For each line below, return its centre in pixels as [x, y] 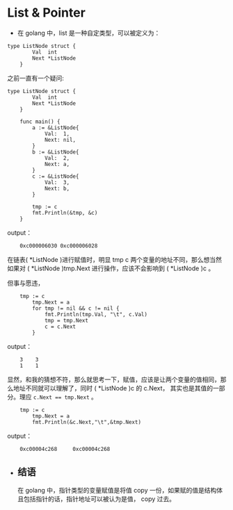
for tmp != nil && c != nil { [76, 308]
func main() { [40, 122]
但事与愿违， [25, 283]
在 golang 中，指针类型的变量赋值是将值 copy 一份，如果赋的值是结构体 [120, 490]
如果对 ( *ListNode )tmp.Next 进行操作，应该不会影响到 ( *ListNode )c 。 [111, 268]
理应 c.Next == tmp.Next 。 [58, 397]
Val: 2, [57, 158]
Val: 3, [57, 182]
